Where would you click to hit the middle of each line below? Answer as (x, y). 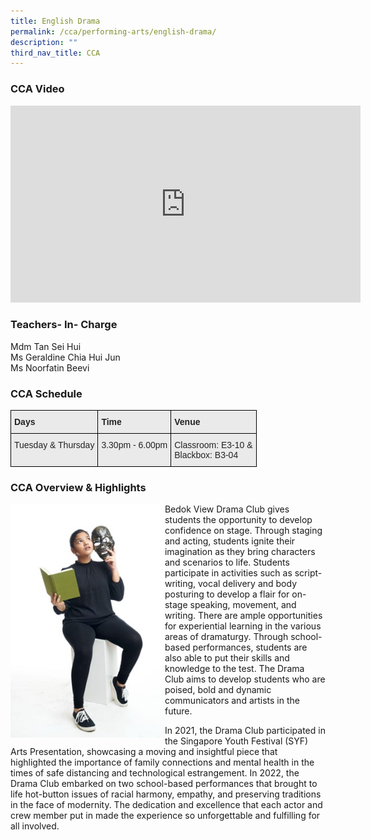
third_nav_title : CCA (55, 53)
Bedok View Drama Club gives (227, 509)
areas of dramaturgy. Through (226, 637)
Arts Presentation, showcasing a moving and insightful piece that (144, 752)
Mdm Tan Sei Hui (46, 346)
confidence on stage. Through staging (243, 531)
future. (178, 711)
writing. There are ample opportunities (243, 616)
